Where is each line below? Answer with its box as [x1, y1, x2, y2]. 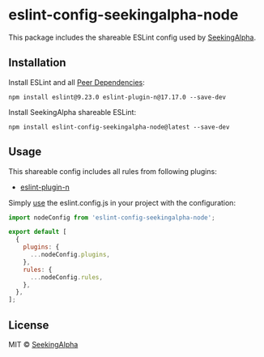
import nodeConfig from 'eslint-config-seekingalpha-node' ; [8, 213, 216, 222]
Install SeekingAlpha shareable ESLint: [8, 107, 136, 117]
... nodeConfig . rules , [29, 273, 104, 281]
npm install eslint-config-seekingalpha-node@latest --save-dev [8, 123, 230, 131]
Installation [8, 56, 66, 70]
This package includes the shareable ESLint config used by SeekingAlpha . [8, 32, 257, 42]
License [8, 318, 49, 332]
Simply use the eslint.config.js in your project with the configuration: [8, 198, 236, 207]
